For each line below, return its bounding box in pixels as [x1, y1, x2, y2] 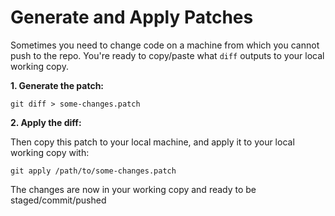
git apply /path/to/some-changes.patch [10, 166, 177, 176]
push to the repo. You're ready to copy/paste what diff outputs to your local [10, 49, 325, 61]
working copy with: [10, 146, 90, 158]
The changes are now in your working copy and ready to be [10, 183, 257, 195]
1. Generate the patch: [10, 79, 105, 91]
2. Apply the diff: [10, 116, 82, 128]
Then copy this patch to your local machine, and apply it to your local [10, 136, 295, 148]
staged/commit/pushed [10, 194, 107, 206]
